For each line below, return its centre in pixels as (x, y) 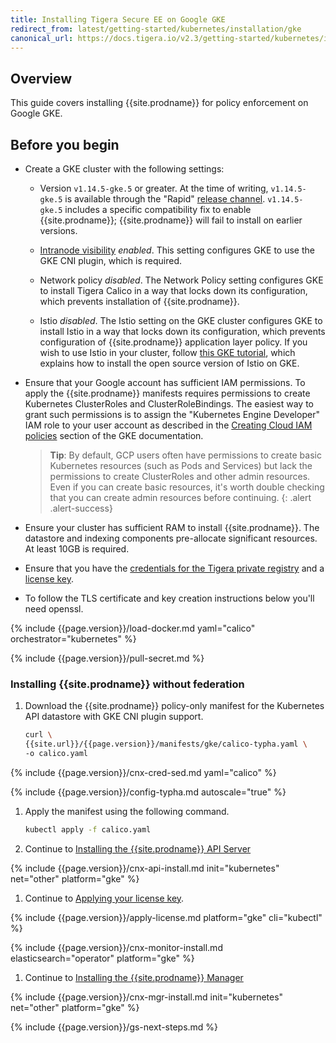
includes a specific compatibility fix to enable (158, 209)
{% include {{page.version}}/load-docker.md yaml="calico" (133, 628)
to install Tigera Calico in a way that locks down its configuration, (173, 290)
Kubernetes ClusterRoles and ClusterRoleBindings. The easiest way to (169, 404)
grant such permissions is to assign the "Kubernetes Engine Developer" (172, 414)
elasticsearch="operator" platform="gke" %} (102, 958)
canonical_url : (42, 38)
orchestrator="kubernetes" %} (73, 639)
